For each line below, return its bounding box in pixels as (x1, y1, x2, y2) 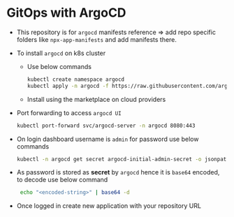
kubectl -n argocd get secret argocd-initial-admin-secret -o (16, 156, 202, 163)
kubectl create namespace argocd (27, 75, 125, 83)
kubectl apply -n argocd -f (27, 82, 109, 89)
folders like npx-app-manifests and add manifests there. (16, 35, 177, 43)
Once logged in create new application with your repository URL (16, 202, 202, 210)
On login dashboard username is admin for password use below (16, 135, 199, 143)
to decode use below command (16, 176, 108, 184)
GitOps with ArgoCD (6, 5, 126, 21)
